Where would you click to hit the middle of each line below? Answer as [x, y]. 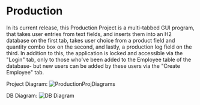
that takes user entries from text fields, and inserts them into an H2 [89, 34]
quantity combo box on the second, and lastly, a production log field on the [99, 47]
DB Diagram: [22, 95]
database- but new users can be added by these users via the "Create [93, 66]
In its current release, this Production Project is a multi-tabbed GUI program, [100, 28]
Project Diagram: [27, 84]
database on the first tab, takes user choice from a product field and [91, 40]
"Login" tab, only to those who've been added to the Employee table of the [99, 59]
